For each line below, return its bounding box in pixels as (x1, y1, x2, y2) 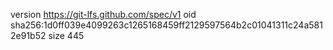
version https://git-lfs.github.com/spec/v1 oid (10, 9, 197, 20)
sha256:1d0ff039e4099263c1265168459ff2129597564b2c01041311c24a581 (10, 19, 323, 31)
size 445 (48, 30, 85, 41)
